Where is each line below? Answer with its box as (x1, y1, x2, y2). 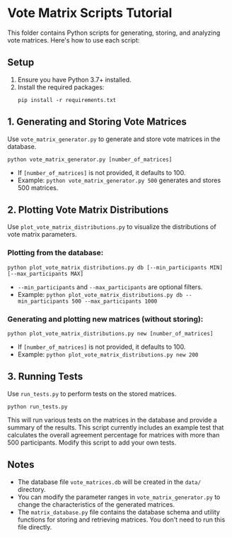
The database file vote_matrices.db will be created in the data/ (17, 477, 202, 486)
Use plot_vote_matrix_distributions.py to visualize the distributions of (7, 223, 217, 231)
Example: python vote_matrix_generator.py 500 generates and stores (17, 176, 221, 184)
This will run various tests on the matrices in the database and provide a (7, 415, 217, 424)
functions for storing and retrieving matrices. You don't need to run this (17, 515, 226, 524)
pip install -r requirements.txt (17, 96, 117, 103)
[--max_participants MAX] (7, 270, 83, 277)
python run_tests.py (7, 403, 69, 410)
